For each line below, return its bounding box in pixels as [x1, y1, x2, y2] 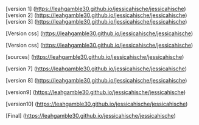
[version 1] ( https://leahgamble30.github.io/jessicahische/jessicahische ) [5, 5, 186, 12]
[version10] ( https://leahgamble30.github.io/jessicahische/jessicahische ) [5, 100, 188, 107]
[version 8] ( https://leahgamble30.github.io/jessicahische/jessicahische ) [5, 77, 187, 84]
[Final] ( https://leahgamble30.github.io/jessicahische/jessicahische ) [5, 112, 176, 119]
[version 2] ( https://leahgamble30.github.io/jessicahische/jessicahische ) [5, 12, 187, 19]
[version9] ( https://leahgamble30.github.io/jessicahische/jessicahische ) [5, 89, 186, 96]
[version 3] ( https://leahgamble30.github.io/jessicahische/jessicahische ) [5, 18, 187, 25]
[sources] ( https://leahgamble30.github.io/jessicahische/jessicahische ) [5, 53, 184, 60]
